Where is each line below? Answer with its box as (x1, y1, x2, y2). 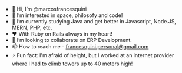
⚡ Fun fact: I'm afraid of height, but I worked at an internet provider (11, 52, 174, 58)
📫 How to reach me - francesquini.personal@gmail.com (11, 43, 149, 50)
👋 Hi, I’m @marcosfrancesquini (11, 6, 87, 12)
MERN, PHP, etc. (11, 24, 52, 31)
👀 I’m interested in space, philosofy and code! (11, 12, 123, 19)
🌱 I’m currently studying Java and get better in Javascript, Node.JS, (11, 18, 177, 25)
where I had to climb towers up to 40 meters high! (11, 60, 133, 67)
